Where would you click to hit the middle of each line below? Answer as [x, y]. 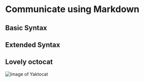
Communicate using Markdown [72, 9]
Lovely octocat [29, 62]
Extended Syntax [33, 45]
